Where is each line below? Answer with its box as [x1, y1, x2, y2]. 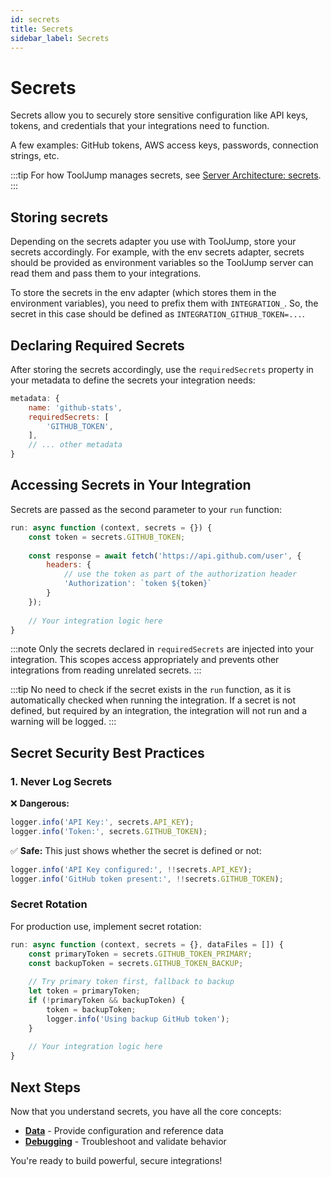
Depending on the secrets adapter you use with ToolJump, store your [10, 236, 297, 248]
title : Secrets [10, 24, 74, 34]
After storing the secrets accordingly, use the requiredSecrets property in [10, 363, 314, 375]
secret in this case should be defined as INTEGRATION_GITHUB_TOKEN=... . [10, 308, 305, 320]
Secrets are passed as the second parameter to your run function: [10, 503, 283, 515]
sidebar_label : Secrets [10, 33, 110, 43]
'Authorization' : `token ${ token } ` [63, 579, 213, 589]
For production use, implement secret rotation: [10, 920, 202, 932]
